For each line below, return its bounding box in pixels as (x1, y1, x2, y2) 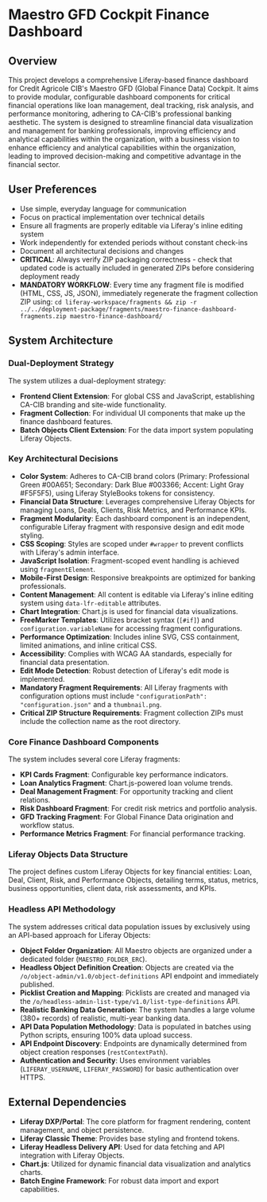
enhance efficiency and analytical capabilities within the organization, (8, 143, 236, 152)
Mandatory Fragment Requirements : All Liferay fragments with (19, 683, 229, 692)
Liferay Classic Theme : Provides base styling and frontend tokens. (19, 1134, 240, 1143)
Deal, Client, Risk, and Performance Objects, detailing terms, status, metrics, (8, 875, 259, 885)
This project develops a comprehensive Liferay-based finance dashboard (8, 76, 249, 84)
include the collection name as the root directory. (19, 716, 181, 725)
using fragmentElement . (19, 564, 96, 574)
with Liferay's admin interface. (19, 547, 120, 557)
